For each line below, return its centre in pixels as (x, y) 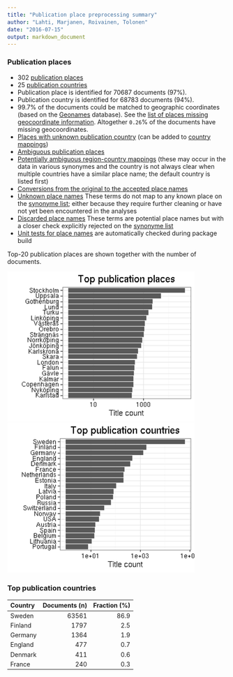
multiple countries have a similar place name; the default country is (114, 174)
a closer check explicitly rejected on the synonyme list (95, 225)
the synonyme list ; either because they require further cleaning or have (119, 203)
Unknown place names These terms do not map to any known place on (120, 196)
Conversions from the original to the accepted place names (103, 188)
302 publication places (50, 77)
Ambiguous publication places (61, 151)
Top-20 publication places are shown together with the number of (102, 254)
